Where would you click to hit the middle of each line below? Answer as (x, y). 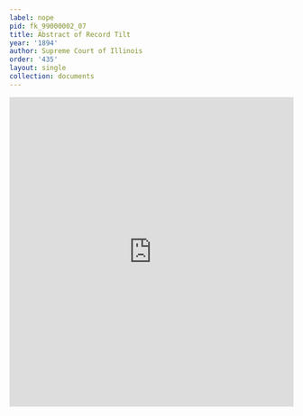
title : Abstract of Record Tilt (70, 34)
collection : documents (52, 77)
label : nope (32, 18)
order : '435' (34, 59)
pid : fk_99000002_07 (48, 26)
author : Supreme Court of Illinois (76, 51)
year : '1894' (34, 43)
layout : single (38, 68)
